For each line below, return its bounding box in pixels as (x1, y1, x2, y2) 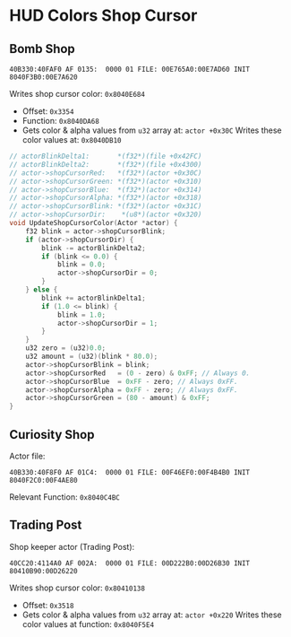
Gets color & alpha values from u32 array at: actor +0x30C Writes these (21, 125, 282, 135)
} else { (25, 285, 58, 294)
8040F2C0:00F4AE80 (9, 476, 78, 484)
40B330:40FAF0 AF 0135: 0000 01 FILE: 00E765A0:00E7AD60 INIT (9, 65, 251, 74)
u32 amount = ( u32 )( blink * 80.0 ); (25, 352, 158, 361)
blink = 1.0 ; (56, 310, 106, 319)
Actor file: (9, 450, 46, 461)
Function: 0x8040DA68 (21, 116, 100, 126)
